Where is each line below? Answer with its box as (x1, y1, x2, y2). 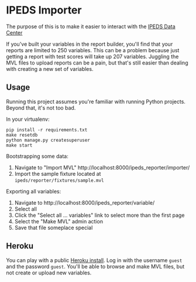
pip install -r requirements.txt (6, 127, 88, 132)
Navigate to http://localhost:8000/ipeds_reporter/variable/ (14, 199, 155, 206)
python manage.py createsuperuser (6, 137, 91, 143)
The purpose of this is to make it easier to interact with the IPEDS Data (6, 23, 176, 30)
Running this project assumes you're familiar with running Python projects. (6, 98, 186, 105)
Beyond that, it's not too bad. (6, 104, 76, 111)
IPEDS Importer (6, 4, 82, 17)
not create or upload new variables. (6, 269, 92, 276)
